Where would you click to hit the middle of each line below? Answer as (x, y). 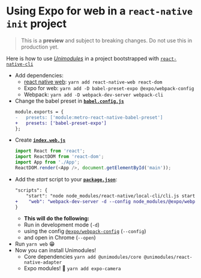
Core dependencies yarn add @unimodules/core (82, 257)
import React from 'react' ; (50, 151)
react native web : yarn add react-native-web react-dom (93, 82)
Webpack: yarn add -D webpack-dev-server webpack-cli (94, 94)
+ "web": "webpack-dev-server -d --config (73, 201)
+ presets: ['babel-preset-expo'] (61, 123)
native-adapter (43, 262)
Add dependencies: (39, 75)
